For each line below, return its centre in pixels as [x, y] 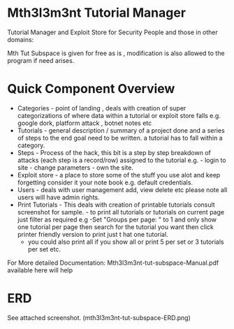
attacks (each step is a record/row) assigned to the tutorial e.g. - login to [122, 160]
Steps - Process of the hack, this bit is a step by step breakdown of [114, 152]
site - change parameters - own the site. [75, 167]
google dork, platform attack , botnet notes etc [85, 123]
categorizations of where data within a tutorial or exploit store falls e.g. [119, 115]
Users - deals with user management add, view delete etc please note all [122, 189]
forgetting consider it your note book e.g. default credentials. [105, 182]
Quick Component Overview [91, 89]
